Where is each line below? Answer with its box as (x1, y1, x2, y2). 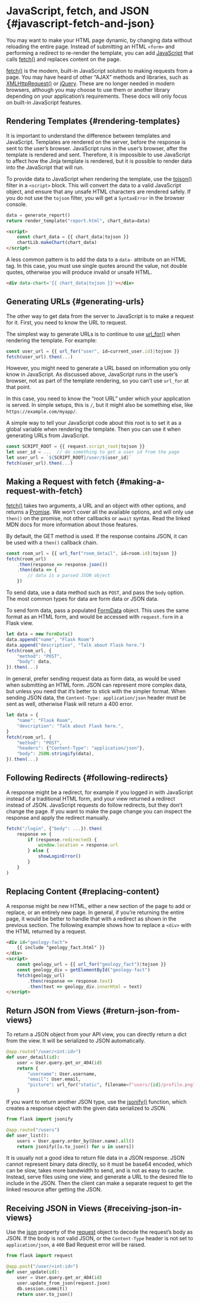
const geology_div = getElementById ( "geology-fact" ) (17, 967, 151, 973)
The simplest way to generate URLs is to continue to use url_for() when (6, 330, 180, 338)
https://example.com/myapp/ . (6, 407, 77, 415)
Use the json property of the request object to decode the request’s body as (6, 1228, 193, 1236)
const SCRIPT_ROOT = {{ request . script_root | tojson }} (6, 443, 145, 450)
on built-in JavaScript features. (6, 98, 82, 106)
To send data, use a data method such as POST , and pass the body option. (6, 589, 185, 596)
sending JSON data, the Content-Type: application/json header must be (6, 694, 186, 702)
